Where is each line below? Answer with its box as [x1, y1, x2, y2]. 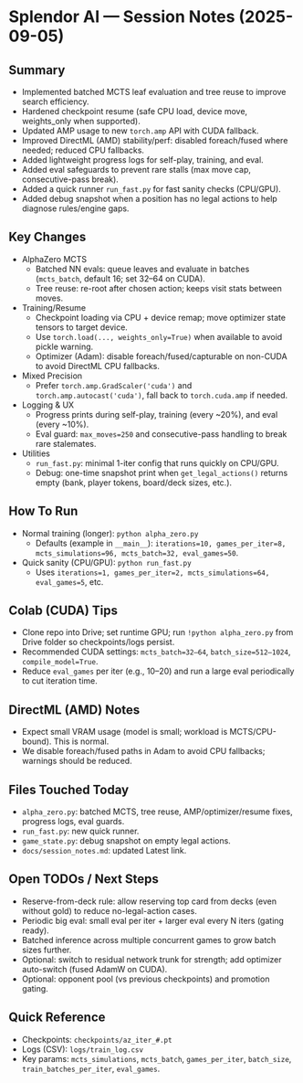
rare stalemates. [35, 438, 97, 449]
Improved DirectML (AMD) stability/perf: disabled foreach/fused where [21, 135, 288, 145]
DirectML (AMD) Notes [8, 702, 141, 717]
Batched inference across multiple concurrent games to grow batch [21, 934, 277, 945]
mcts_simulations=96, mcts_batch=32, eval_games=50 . [35, 547, 239, 558]
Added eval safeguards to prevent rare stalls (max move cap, [21, 165, 252, 175]
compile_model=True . [21, 656, 99, 667]
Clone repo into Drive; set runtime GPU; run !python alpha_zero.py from [21, 627, 294, 638]
